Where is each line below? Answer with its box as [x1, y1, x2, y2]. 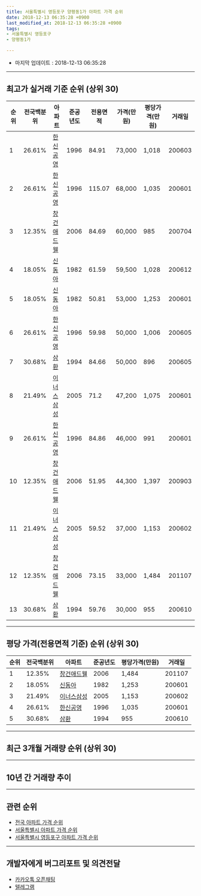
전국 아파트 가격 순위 [14, 819, 63, 826]
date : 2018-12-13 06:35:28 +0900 [6, 14, 90, 20]
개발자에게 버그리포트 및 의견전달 [6, 859, 121, 869]
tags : [6, 25, 20, 32]
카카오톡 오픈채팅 [14, 876, 56, 883]
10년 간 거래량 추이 [6, 772, 72, 783]
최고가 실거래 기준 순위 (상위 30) [6, 84, 119, 94]
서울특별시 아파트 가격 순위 [14, 826, 78, 834]
